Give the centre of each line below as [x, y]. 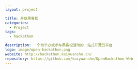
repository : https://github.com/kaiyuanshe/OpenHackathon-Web [69, 59]
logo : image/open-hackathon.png [38, 50]
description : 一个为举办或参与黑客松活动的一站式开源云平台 [59, 45]
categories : [17, 23]
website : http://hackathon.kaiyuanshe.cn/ [48, 54]
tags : [10, 32]
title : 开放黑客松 [22, 18]
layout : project [21, 9]
